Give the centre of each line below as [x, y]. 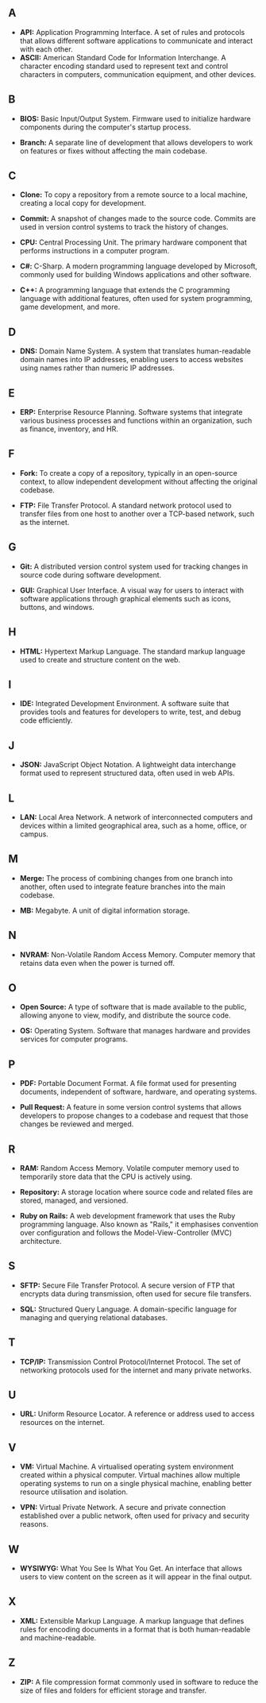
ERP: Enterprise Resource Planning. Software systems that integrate [131, 412]
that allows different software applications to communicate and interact [136, 41]
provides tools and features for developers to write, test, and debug [130, 712]
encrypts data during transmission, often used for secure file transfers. [135, 1293]
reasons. [34, 1524]
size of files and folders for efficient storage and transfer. [113, 1690]
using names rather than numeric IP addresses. [97, 368]
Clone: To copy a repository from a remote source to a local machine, [134, 195]
